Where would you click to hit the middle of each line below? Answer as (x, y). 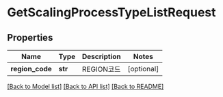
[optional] (143, 69)
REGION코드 (101, 69)
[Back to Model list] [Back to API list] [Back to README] (86, 86)
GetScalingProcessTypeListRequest (112, 13)
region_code (31, 69)
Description (101, 57)
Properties (30, 38)
